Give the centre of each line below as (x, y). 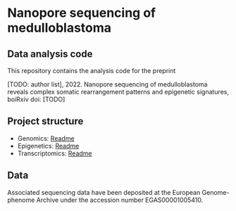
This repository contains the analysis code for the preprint (92, 71)
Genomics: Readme (46, 138)
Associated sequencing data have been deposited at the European (104, 192)
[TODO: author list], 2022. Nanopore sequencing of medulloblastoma (107, 84)
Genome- (216, 192)
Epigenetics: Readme (48, 146)
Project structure (45, 121)
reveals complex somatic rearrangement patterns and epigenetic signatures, (118, 92)
